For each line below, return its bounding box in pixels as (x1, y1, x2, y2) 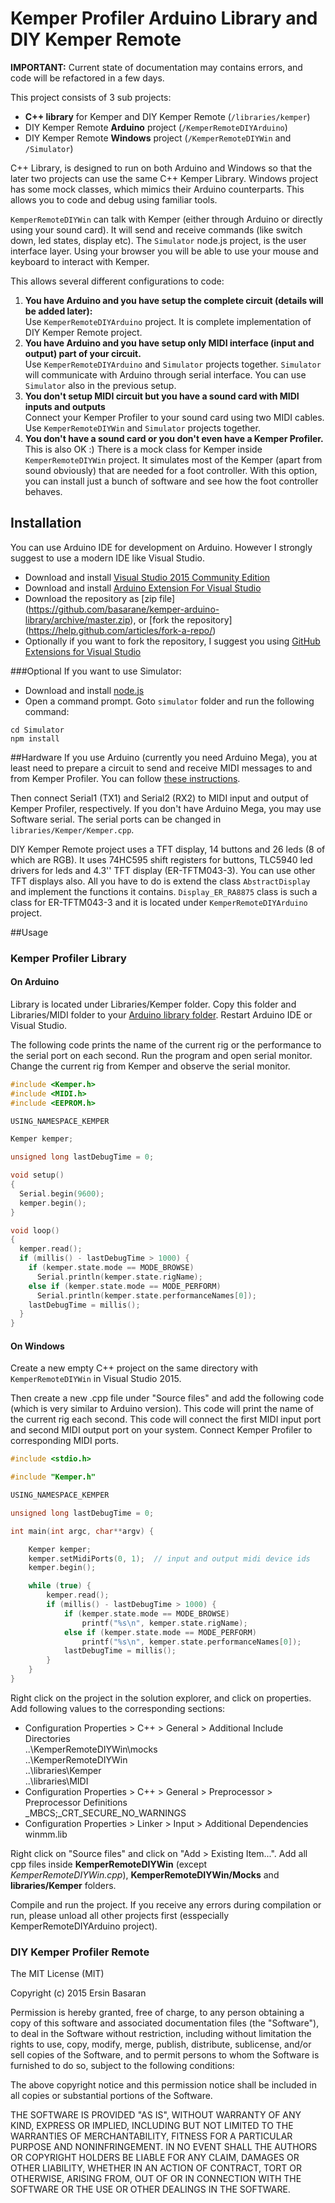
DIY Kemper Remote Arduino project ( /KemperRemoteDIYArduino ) (24, 121, 288, 133)
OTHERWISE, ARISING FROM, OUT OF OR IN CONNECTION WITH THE (10, 2173, 302, 2185)
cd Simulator (10, 725, 65, 735)
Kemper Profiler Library (10, 951, 127, 965)
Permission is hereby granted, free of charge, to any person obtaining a (10, 2007, 305, 2019)
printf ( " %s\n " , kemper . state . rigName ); (81, 1618, 248, 1628)
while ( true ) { (28, 1581, 92, 1591)
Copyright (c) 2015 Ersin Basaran (10, 1987, 147, 1999)
